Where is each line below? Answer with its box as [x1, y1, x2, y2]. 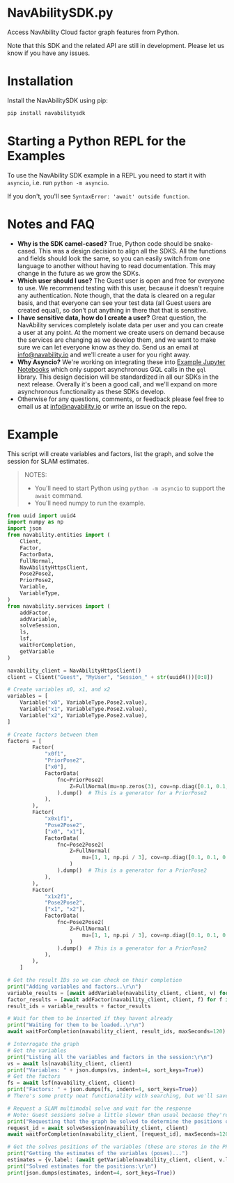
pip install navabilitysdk [7, 109, 86, 116]
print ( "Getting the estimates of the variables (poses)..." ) [7, 1150, 189, 1157]
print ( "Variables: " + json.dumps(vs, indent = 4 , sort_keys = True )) [7, 1067, 204, 1074]
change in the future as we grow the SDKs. [17, 269, 141, 277]
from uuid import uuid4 [7, 512, 77, 519]
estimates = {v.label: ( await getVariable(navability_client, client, [7, 1157, 217, 1164]
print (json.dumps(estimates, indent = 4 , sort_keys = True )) [7, 1169, 176, 1176]
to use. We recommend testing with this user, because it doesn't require [17, 283, 224, 292]
